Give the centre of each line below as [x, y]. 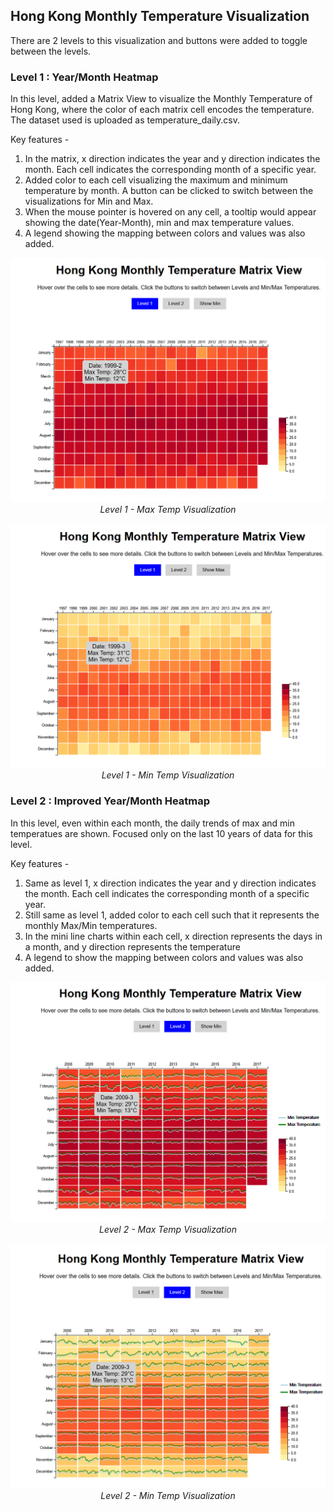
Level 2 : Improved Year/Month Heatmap [110, 801]
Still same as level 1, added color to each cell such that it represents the [172, 915]
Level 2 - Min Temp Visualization [168, 1495]
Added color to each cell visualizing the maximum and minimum [156, 180]
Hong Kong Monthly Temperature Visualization [160, 16]
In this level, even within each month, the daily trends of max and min [153, 823]
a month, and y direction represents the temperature [132, 946]
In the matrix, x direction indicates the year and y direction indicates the [172, 159]
